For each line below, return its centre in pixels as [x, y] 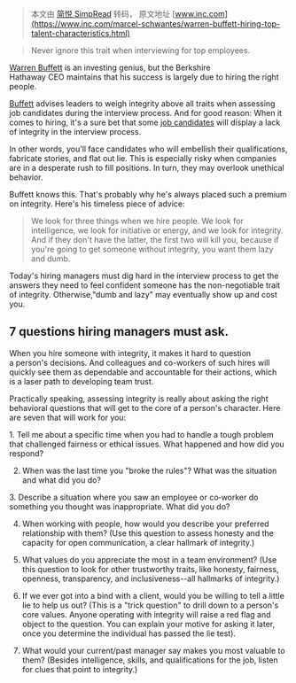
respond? [27, 453]
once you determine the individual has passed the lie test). [129, 633]
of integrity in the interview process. [75, 132]
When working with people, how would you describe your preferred [145, 524]
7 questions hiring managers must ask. [119, 332]
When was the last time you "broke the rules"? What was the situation [149, 470]
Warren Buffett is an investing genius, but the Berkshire [110, 67]
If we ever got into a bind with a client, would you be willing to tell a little [153, 595]
